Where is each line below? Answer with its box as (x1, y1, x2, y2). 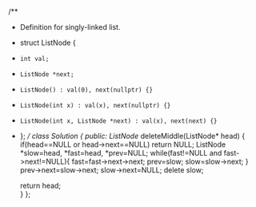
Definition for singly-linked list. (19, 22, 121, 31)
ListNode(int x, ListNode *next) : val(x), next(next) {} (19, 117, 218, 125)
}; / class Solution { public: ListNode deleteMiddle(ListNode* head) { (19, 132, 246, 140)
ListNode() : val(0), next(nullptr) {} (19, 86, 154, 94)
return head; (19, 181, 62, 190)
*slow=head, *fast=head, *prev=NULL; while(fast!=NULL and (19, 148, 222, 157)
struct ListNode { (19, 38, 76, 47)
